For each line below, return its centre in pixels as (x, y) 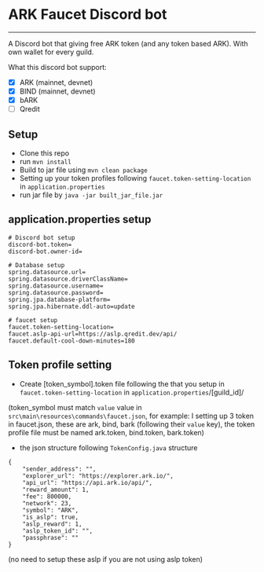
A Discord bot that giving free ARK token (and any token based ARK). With (128, 43)
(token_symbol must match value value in (75, 407)
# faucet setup (33, 320)
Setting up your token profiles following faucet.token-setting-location (135, 178)
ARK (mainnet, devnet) (56, 82)
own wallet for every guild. (51, 52)
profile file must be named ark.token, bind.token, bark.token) (106, 432)
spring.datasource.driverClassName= (68, 279)
